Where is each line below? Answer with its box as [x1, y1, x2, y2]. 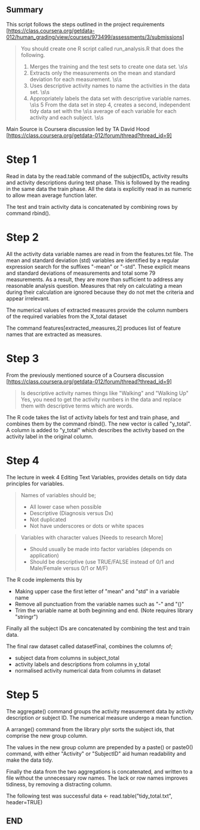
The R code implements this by [6, 576, 82, 583]
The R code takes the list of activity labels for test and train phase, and [6, 414, 180, 421]
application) [29, 552, 60, 559]
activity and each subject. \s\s [29, 114, 104, 121]
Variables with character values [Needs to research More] [20, 534, 164, 541]
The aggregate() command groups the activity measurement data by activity [6, 707, 194, 715]
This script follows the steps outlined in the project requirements [6, 20, 165, 28]
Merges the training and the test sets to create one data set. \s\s [29, 63, 188, 70]
